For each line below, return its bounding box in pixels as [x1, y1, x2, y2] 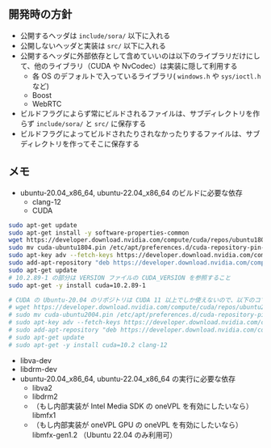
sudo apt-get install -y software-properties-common [8, 229, 190, 237]
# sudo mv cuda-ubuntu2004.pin [8, 311, 114, 319]
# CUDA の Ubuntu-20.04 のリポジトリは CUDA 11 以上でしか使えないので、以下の [8, 296, 255, 304]
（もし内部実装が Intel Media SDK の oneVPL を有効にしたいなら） [31, 401, 254, 411]
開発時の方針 [8, 7, 73, 22]
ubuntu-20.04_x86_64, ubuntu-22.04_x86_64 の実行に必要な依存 [19, 374, 236, 383]
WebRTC [31, 99, 62, 108]
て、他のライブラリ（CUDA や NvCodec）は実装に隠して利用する [19, 61, 238, 70]
